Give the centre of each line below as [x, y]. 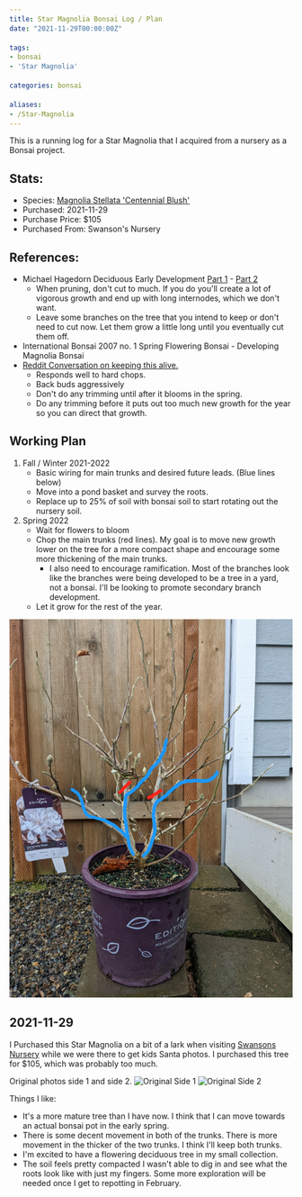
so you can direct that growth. [91, 413]
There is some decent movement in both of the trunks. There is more [150, 1135]
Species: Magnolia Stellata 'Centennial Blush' [106, 200]
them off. [53, 336]
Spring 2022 [45, 520]
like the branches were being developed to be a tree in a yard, [164, 577]
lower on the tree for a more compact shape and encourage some [158, 549]
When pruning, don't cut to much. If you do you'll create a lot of [153, 289]
